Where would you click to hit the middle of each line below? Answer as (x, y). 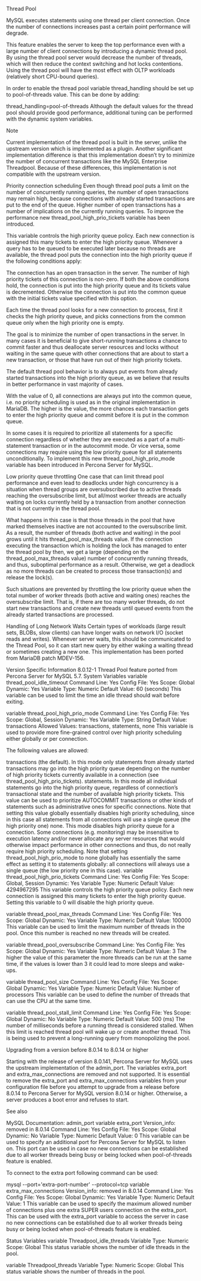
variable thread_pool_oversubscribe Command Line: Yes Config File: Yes (96, 945)
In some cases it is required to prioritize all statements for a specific (90, 433)
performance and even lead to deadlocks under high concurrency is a (92, 483)
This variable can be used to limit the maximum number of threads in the (96, 927)
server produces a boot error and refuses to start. (68, 1100)
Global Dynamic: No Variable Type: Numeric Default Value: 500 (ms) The (96, 1019)
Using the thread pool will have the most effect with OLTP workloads (91, 70)
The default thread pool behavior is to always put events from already (92, 371)
